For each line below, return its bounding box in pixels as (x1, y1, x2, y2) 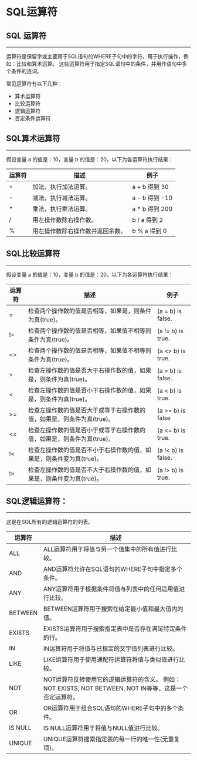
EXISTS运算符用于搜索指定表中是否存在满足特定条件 (43, 625, 188, 633)
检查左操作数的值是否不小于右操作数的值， (28, 446, 146, 454)
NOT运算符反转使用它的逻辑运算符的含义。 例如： (43, 675, 181, 683)
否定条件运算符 (14, 115, 51, 121)
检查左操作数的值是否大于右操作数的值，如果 (28, 366, 152, 374)
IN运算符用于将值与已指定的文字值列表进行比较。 (43, 645, 179, 653)
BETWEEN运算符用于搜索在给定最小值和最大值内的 (43, 605, 184, 613)
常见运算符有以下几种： (6, 80, 63, 87)
